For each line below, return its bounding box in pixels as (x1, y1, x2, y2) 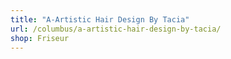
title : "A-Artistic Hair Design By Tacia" (10, 14, 190, 25)
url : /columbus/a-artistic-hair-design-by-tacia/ (10, 24, 222, 34)
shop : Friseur (10, 33, 70, 43)
